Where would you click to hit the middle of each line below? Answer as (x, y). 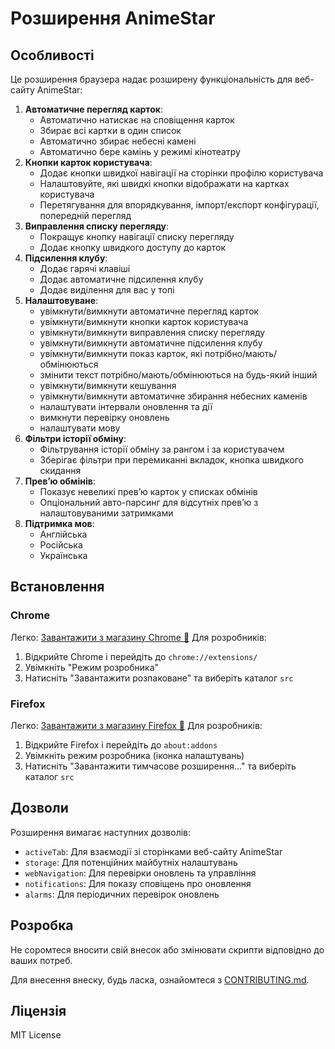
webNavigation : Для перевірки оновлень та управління (140, 873)
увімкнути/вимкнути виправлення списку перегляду (152, 332)
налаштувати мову (80, 428)
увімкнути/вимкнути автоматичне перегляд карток (149, 311)
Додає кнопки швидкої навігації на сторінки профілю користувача (181, 173)
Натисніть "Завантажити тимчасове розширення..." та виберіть (160, 766)
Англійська (63, 534)
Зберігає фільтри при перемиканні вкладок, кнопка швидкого (171, 460)
